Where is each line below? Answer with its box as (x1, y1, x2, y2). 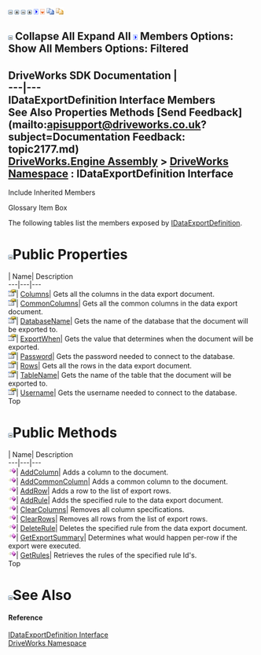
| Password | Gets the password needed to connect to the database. (16, 352, 235, 361)
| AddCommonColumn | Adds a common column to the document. (16, 477, 228, 486)
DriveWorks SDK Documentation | (8, 68, 178, 82)
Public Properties (13, 246, 128, 264)
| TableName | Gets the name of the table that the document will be (16, 371, 232, 380)
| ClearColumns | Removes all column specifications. (16, 505, 185, 514)
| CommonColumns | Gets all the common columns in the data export (16, 298, 238, 309)
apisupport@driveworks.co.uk (46, 118, 201, 131)
